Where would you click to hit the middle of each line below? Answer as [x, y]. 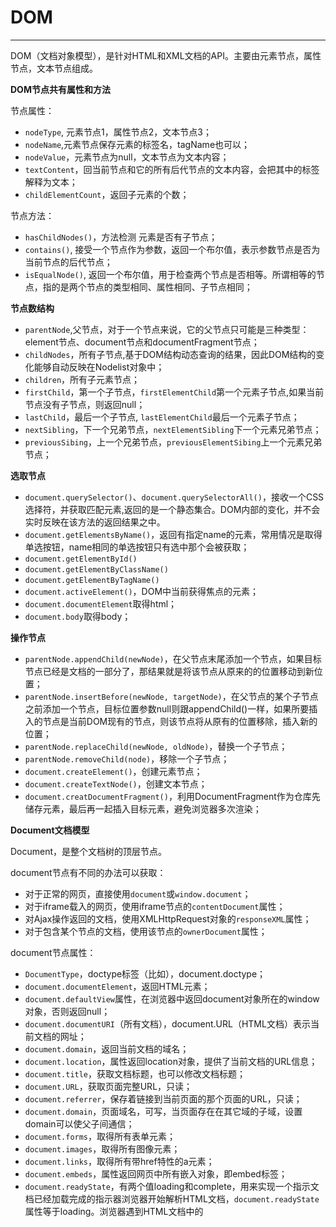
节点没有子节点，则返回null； [85, 404]
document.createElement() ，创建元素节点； [113, 771]
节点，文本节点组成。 [54, 68]
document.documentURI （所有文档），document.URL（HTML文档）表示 [167, 1023]
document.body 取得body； [78, 616]
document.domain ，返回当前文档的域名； [107, 1048]
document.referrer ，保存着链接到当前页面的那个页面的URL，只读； [163, 1098]
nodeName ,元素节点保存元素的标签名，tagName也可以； [137, 144]
